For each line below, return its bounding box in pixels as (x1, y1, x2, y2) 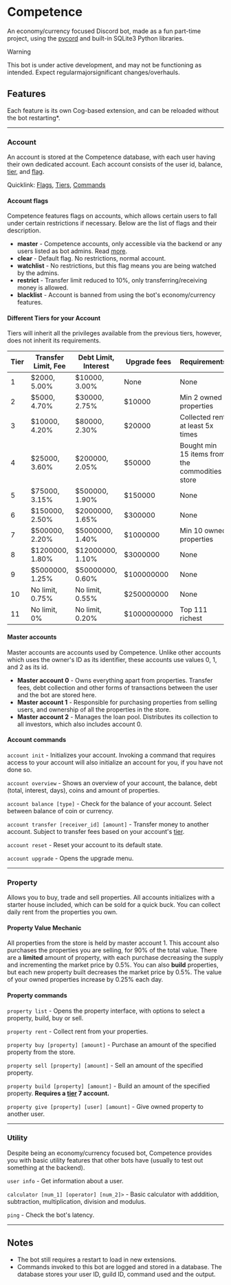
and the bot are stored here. (16, 690, 97, 699)
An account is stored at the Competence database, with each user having (7, 153, 215, 162)
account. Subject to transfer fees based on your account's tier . (7, 827, 185, 835)
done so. (7, 765, 32, 773)
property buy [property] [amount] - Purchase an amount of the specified (7, 1040, 217, 1048)
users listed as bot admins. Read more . (16, 247, 128, 255)
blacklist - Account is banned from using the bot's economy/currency (16, 291, 216, 299)
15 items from (179, 450, 225, 459)
